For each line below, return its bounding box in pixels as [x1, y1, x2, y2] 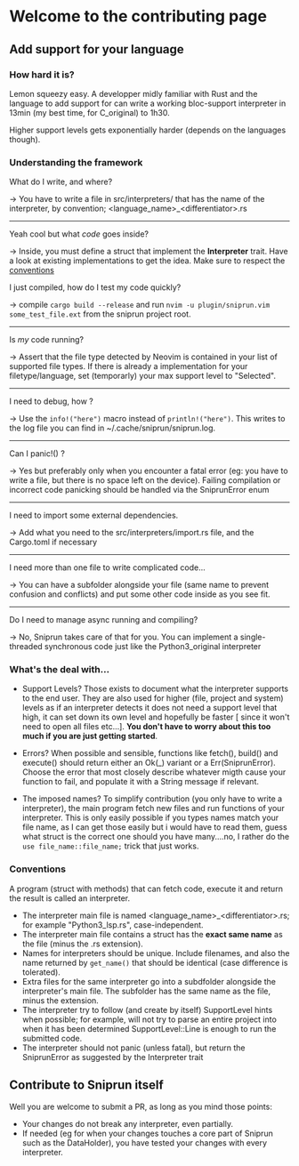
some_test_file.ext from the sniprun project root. [9, 309, 191, 319]
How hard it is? [9, 68, 75, 81]
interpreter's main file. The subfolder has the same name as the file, [21, 985, 271, 996]
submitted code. [21, 1033, 83, 1043]
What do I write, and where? [9, 176, 113, 188]
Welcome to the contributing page [9, 6, 267, 27]
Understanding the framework [9, 156, 143, 168]
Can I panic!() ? [9, 448, 65, 459]
